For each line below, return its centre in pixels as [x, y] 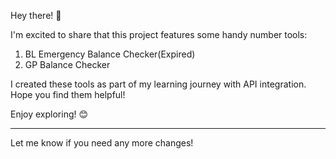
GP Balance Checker [67, 64]
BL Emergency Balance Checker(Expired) [110, 54]
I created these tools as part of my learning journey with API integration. [158, 84]
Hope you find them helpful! [68, 94]
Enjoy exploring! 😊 [49, 114]
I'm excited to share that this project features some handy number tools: [159, 34]
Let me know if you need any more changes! [102, 143]
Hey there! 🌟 [36, 15]
